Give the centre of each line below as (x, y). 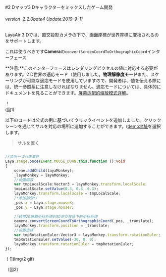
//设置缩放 (24, 180)
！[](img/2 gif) (20, 259)
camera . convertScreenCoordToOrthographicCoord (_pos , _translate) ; (84, 221)
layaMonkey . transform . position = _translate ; (62, 226)
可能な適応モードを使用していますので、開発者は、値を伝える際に (94, 81)
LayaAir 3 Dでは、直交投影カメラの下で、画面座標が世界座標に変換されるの (82, 35)
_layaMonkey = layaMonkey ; (42, 175)
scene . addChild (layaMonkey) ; (44, 170)
